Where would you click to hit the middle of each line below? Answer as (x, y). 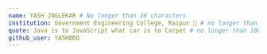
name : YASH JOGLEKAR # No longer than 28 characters (97, 15)
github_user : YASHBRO (44, 38)
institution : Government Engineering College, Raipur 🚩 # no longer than (133, 23)
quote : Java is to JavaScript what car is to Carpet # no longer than (128, 30)
